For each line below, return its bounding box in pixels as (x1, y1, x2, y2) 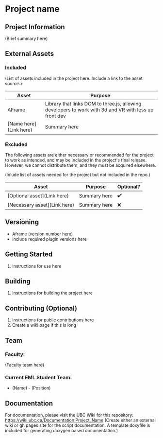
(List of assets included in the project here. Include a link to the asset (5, 75, 143, 81)
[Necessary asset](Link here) (7, 201, 75, 208)
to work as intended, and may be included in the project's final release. (5, 157, 147, 163)
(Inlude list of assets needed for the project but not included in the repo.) (5, 172, 150, 177)
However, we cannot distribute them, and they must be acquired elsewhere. (5, 162, 157, 168)
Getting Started (5, 250, 53, 259)
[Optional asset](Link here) (7, 193, 69, 199)
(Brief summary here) (5, 35, 48, 41)
